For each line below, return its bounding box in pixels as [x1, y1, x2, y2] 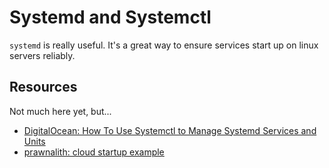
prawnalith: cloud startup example [23, 146, 165, 158]
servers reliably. [9, 49, 76, 61]
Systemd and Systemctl [9, 6, 212, 29]
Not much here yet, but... [9, 105, 112, 117]
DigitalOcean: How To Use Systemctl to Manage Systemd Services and [23, 124, 317, 136]
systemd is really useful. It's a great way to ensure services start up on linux [9, 39, 319, 51]
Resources [9, 79, 78, 96]
